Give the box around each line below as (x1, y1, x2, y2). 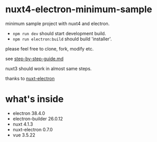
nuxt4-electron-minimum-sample (5, 4, 152, 15)
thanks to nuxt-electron (5, 75, 55, 81)
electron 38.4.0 (12, 110, 45, 116)
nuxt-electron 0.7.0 (12, 126, 53, 132)
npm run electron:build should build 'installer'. (12, 36, 112, 42)
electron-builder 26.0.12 (12, 115, 63, 122)
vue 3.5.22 (12, 132, 36, 138)
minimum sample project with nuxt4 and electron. (5, 20, 110, 27)
